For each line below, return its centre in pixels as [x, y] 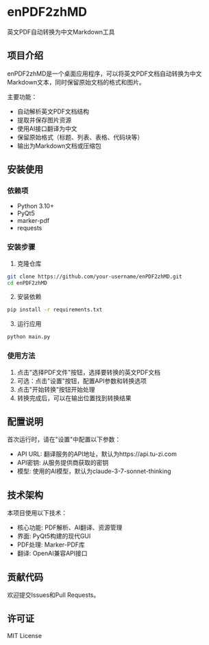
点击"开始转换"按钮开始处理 [56, 389]
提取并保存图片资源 [44, 120]
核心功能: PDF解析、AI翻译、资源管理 [70, 527]
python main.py [29, 337]
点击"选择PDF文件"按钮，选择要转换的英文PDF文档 [89, 372]
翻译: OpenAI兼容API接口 [52, 554]
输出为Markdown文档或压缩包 [59, 146]
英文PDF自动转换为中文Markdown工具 [61, 32]
